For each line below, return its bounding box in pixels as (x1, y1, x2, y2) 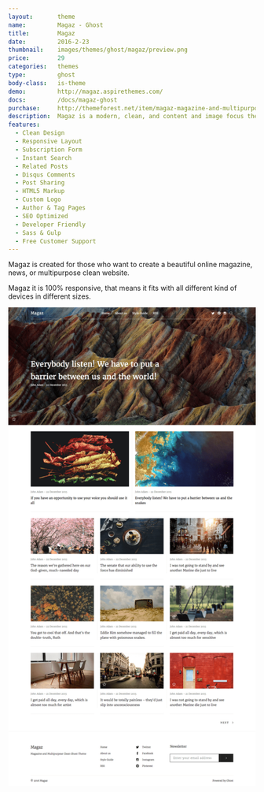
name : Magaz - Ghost (8, 20, 104, 29)
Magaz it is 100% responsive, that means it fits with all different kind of (8, 284, 237, 293)
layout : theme (8, 13, 76, 20)
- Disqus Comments (15, 170, 76, 179)
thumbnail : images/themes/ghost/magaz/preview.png (8, 46, 189, 54)
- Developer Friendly (15, 221, 86, 229)
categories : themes (8, 63, 79, 71)
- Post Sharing (15, 179, 65, 187)
